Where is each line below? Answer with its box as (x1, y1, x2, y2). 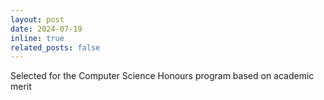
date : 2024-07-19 (10, 24, 83, 34)
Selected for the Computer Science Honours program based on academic (10, 70, 315, 82)
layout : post (10, 14, 65, 25)
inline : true (10, 33, 65, 43)
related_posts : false (10, 42, 101, 53)
